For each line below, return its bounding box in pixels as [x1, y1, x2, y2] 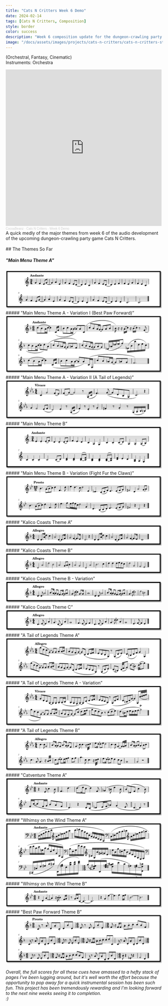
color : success [5, 29, 37, 35]
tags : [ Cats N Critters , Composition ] [5, 19, 86, 24]
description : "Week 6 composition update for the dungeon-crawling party [5, 35, 163, 40]
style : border [5, 24, 35, 29]
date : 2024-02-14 [5, 13, 42, 19]
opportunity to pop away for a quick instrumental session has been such [5, 979, 156, 986]
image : [5, 40, 19, 45]
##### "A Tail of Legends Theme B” [5, 727, 80, 733]
